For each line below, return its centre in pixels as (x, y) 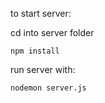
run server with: (43, 69)
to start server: (41, 13)
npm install (35, 51)
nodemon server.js (48, 88)
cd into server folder (52, 32)
